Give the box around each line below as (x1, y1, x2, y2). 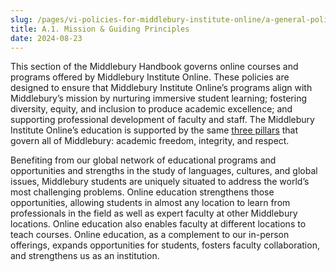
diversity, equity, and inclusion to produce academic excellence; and (10, 103, 293, 115)
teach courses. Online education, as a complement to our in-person (10, 229, 290, 241)
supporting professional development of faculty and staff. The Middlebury (10, 114, 315, 126)
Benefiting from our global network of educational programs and (10, 154, 277, 166)
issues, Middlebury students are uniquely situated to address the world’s (10, 176, 310, 188)
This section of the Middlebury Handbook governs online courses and (10, 61, 299, 73)
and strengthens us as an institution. (10, 250, 160, 262)
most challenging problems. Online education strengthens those (10, 186, 275, 198)
